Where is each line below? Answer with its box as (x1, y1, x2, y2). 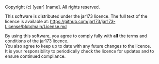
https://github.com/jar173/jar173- (50, 19, 116, 24)
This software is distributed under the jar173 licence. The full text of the (5, 13, 148, 19)
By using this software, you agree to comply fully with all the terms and (5, 33, 147, 38)
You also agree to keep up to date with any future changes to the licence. (5, 43, 151, 49)
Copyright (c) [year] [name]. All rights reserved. (5, 4, 100, 10)
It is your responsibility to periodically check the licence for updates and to (5, 48, 154, 54)
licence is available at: (5, 19, 49, 24)
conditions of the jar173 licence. (5, 38, 69, 44)
